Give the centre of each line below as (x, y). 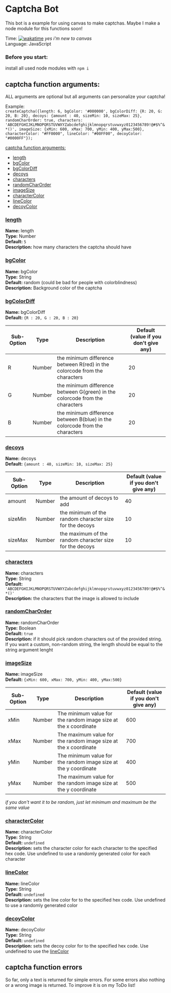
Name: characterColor (29, 832)
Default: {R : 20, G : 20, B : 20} (42, 317)
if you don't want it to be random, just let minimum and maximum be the (81, 802)
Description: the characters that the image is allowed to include (72, 598)
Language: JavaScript (28, 43)
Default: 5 (16, 242)
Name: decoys (21, 458)
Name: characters (24, 573)
